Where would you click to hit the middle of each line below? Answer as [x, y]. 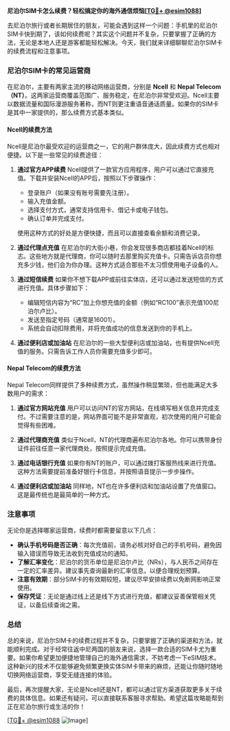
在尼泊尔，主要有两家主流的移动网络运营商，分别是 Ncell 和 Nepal [101, 87]
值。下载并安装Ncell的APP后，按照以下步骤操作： [87, 178]
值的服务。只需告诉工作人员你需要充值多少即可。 [86, 351]
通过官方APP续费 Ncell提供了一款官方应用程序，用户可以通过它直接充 [115, 169]
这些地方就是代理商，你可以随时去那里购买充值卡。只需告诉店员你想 [125, 256]
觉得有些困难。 [38, 425]
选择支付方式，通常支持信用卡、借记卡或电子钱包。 [100, 209]
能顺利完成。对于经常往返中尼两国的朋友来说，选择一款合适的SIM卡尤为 [109, 649]
